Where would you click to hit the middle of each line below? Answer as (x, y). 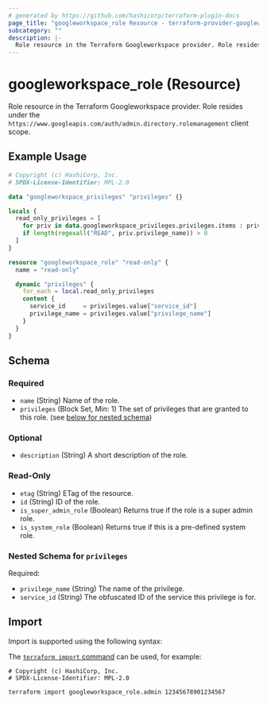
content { (39, 299)
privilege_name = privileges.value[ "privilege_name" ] (120, 314)
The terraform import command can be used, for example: (105, 656)
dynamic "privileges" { (54, 284)
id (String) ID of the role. (60, 501)
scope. (19, 132)
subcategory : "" (35, 30)
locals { (23, 211)
